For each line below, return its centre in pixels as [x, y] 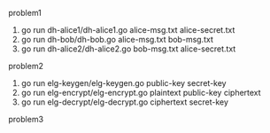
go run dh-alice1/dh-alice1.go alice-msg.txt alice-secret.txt [128, 30]
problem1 [25, 13]
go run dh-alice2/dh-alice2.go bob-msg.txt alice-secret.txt [128, 49]
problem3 [26, 119]
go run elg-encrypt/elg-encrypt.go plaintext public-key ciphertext [141, 93]
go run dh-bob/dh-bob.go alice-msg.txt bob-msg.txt [117, 39]
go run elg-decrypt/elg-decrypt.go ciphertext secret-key [125, 102]
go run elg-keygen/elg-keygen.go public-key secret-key [123, 83]
